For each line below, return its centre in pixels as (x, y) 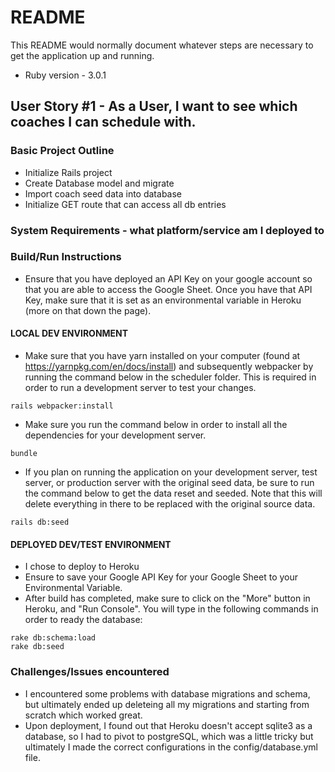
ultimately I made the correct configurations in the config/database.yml (171, 747)
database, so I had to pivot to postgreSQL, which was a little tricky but (169, 736)
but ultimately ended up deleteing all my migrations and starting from (167, 704)
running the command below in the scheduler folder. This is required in (170, 377)
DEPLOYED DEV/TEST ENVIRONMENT (91, 544)
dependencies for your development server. (115, 435)
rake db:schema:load (53, 638)
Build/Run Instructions (66, 257)
